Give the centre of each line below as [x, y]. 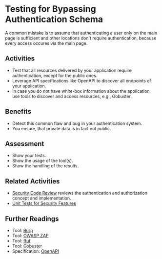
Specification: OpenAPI [36, 251]
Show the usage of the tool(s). [42, 161]
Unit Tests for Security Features [44, 203]
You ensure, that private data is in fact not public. [61, 128]
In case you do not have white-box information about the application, [81, 91]
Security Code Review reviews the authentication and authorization [80, 193]
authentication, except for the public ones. [55, 75]
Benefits [18, 111]
